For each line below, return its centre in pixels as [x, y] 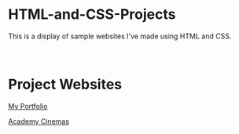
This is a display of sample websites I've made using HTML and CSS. [120, 36]
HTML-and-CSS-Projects [92, 14]
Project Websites [65, 85]
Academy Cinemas [39, 121]
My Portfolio [28, 106]
